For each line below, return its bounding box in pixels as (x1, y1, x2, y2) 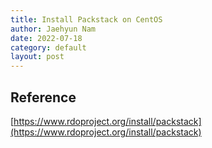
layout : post (10, 52, 65, 62)
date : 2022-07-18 (10, 33, 83, 43)
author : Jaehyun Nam (10, 24, 97, 34)
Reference (10, 89, 77, 106)
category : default (10, 42, 87, 53)
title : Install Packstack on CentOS (10, 14, 163, 25)
